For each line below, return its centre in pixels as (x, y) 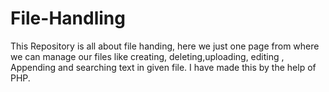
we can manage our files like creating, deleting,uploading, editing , (147, 56)
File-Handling (68, 18)
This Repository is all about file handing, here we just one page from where (165, 46)
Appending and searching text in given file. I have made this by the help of (163, 67)
